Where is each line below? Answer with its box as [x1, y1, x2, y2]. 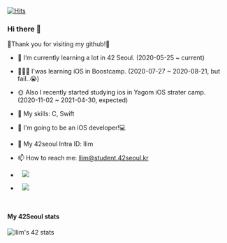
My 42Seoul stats [7, 212, 60, 221]
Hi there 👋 [7, 24, 42, 34]
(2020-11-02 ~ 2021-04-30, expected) [17, 96, 129, 104]
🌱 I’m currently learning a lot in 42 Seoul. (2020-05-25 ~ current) [17, 53, 205, 62]
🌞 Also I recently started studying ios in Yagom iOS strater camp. [17, 88, 206, 97]
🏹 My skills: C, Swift [17, 109, 75, 118]
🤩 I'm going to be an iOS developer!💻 [17, 123, 126, 132]
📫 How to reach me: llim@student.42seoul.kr [17, 154, 149, 162]
